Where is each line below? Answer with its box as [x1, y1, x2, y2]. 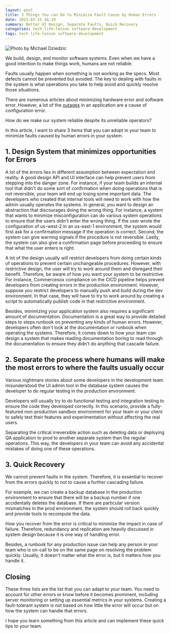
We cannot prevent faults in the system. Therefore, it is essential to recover [5, 474, 163, 480]
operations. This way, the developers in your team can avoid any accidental [5, 440, 164, 446]
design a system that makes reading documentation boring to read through [5, 335, 163, 341]
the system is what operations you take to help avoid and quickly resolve [5, 81, 158, 87]
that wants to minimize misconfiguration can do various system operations [5, 212, 162, 218]
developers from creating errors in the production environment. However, [5, 282, 160, 288]
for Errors [5, 155, 37, 164]
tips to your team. [5, 623, 42, 629]
